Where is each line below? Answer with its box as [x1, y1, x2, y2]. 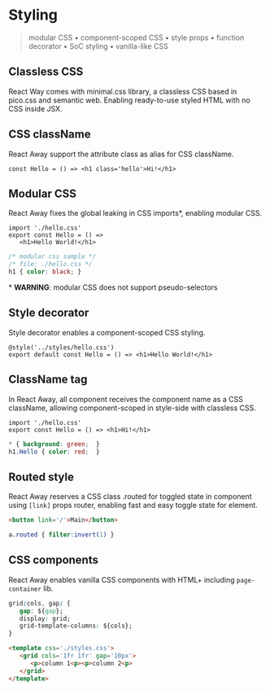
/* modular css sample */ [8, 252, 96, 261]
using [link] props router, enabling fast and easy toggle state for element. [8, 501, 258, 510]
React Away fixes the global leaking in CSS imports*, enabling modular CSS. [8, 208, 263, 218]
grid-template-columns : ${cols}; [19, 622, 133, 630]
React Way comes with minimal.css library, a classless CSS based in [8, 86, 237, 96]
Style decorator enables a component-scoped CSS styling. [8, 327, 206, 337]
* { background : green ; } [8, 440, 100, 448]
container [8, 584, 42, 593]
